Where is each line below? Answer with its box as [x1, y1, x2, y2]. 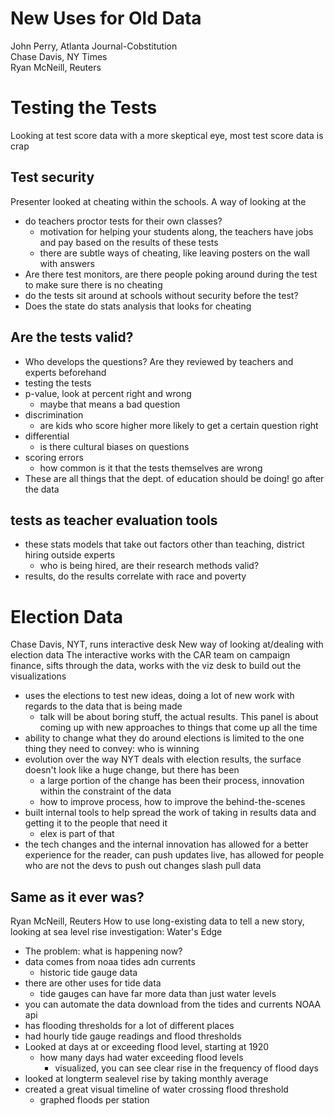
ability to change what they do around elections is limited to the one [24, 732, 305, 744]
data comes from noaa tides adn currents [24, 956, 196, 968]
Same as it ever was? [10, 888, 145, 906]
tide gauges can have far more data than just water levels [39, 988, 277, 1000]
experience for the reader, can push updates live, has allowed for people [24, 849, 325, 861]
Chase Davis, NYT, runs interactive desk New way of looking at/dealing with [10, 638, 324, 651]
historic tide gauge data [39, 967, 138, 979]
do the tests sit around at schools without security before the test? [24, 289, 299, 301]
